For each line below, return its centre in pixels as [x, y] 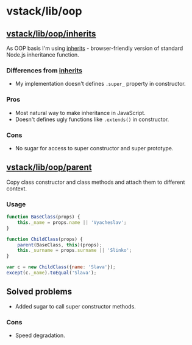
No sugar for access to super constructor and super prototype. [94, 148]
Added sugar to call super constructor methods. [75, 306]
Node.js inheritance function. [43, 55]
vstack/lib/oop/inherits [51, 34]
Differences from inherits [44, 70]
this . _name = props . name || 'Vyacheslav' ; [72, 222]
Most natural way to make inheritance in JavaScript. [80, 113]
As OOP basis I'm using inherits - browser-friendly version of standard [95, 48]
